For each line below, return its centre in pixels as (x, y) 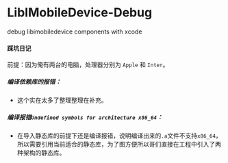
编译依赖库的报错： (34, 81)
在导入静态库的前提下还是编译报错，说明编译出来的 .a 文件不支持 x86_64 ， (119, 136)
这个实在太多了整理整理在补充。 (62, 100)
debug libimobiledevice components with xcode (75, 32)
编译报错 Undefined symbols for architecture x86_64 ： (85, 117)
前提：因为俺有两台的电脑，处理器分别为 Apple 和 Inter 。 (88, 65)
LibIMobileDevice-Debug (80, 13)
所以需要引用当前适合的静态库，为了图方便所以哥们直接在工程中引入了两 (119, 145)
